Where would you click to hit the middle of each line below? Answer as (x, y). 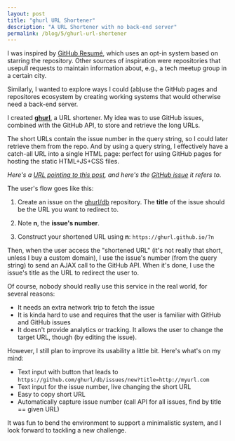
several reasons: (31, 294)
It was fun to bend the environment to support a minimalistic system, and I (114, 423)
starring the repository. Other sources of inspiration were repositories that (114, 61)
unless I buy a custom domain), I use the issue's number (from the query (112, 258)
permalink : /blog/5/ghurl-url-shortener (67, 33)
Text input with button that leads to (68, 372)
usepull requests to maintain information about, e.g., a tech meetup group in (117, 68)
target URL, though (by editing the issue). (77, 337)
